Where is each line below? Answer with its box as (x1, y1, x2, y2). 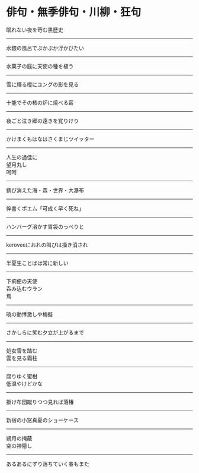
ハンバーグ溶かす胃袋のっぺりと (6, 223, 84, 230)
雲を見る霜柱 (6, 354, 37, 361)
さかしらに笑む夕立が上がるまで (6, 329, 84, 336)
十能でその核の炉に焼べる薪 (6, 99, 74, 106)
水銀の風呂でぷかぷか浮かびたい (6, 44, 84, 51)
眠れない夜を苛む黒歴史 (6, 26, 63, 33)
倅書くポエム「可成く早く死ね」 (6, 204, 84, 212)
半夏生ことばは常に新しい (6, 259, 69, 266)
